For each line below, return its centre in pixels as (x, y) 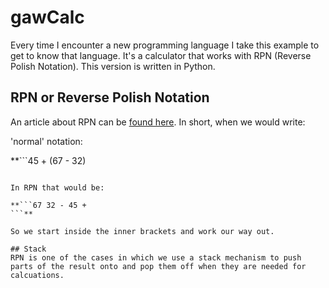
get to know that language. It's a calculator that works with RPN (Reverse (161, 55)
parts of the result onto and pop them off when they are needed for (158, 266)
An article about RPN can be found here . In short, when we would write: (158, 122)
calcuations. (37, 275)
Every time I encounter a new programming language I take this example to (165, 45)
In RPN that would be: (57, 187)
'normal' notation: (46, 141)
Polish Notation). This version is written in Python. (113, 66)
